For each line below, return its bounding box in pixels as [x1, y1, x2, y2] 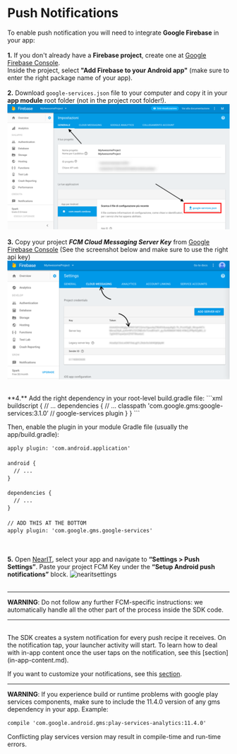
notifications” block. [7, 570, 68, 578]
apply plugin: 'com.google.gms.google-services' [7, 527, 153, 534]
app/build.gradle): [7, 430, 60, 439]
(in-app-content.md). [7, 656, 69, 664]
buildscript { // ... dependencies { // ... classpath [7, 401, 147, 410]
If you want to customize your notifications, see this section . [7, 669, 182, 678]
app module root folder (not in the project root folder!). [7, 96, 166, 104]
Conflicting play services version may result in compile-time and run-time [7, 732, 221, 741]
